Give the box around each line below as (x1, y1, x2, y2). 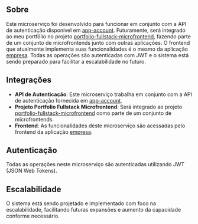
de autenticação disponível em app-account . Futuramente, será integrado (6, 27, 186, 34)
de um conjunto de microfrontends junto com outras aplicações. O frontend (6, 39, 190, 46)
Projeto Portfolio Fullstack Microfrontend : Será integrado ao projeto (14, 103, 183, 110)
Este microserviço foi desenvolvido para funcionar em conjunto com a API (6, 20, 187, 27)
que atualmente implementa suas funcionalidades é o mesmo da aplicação (6, 45, 188, 52)
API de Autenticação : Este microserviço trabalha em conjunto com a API (14, 91, 193, 98)
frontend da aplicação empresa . (14, 128, 93, 135)
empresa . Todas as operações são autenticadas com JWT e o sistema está (6, 51, 189, 58)
